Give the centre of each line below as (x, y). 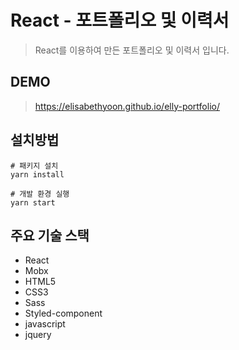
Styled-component (63, 313)
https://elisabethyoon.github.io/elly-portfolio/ (127, 106)
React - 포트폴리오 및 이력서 (120, 20)
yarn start (33, 202)
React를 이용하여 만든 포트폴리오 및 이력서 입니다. (132, 50)
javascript (45, 324)
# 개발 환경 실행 (40, 194)
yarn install (37, 174)
